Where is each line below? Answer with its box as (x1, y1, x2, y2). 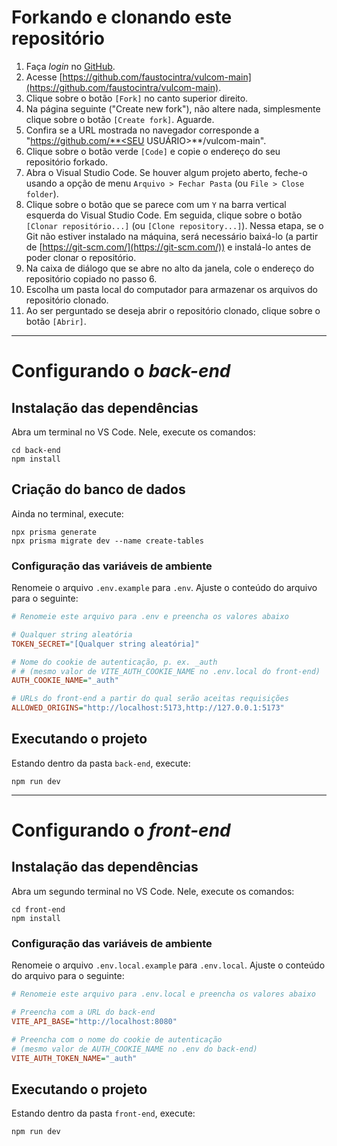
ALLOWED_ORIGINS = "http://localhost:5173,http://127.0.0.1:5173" (11, 703, 285, 713)
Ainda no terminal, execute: (11, 507, 124, 520)
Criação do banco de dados (11, 481, 186, 498)
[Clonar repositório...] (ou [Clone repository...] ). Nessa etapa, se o (25, 219, 324, 231)
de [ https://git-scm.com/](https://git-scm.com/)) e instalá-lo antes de (25, 241, 312, 253)
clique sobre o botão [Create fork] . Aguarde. (25, 113, 215, 125)
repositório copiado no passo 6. (25, 272, 158, 285)
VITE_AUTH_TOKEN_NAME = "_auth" (11, 1053, 138, 1063)
